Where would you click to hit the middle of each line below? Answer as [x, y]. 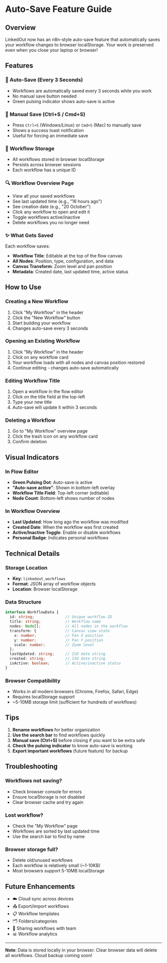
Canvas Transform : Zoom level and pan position [62, 266]
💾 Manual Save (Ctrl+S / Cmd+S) [45, 114]
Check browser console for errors [47, 791]
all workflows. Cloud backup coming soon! [49, 955]
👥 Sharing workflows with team [44, 928]
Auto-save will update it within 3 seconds [55, 407]
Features [19, 66]
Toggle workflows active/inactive [46, 217]
